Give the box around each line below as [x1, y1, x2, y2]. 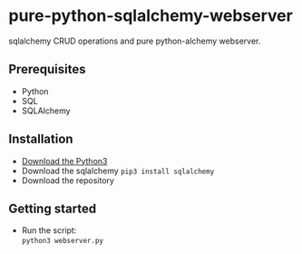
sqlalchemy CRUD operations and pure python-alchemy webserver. [8, 35, 261, 46]
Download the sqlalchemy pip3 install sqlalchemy [21, 165, 215, 176]
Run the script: [21, 225, 77, 236]
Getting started [8, 200, 97, 216]
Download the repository [21, 174, 115, 186]
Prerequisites [8, 62, 86, 77]
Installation [8, 132, 73, 147]
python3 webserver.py [21, 237, 103, 246]
